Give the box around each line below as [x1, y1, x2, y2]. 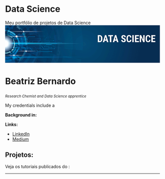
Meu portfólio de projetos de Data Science [5, 20, 91, 26]
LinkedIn [12, 131, 30, 137]
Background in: [5, 112, 37, 118]
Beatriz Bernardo [5, 75, 76, 87]
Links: [5, 121, 18, 127]
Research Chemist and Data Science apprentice [5, 94, 87, 99]
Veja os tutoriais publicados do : [5, 163, 70, 169]
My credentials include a [5, 102, 55, 109]
